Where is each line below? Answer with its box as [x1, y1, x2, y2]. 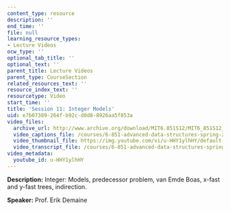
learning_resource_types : [7, 36, 81, 42]
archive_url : [13, 125, 51, 132]
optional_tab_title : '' [7, 55, 75, 62]
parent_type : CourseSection [7, 73, 88, 81]
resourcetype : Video [7, 93, 66, 100]
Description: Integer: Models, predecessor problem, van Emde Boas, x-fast [7, 175, 220, 184]
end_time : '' [7, 23, 44, 29]
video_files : [7, 118, 44, 125]
